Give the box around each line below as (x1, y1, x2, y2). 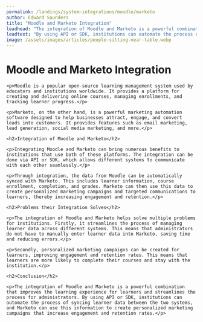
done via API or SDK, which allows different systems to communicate (6, 156, 185, 163)
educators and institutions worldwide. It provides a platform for (6, 88, 180, 94)
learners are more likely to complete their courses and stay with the (6, 257, 190, 263)
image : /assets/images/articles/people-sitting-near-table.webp (6, 37, 172, 43)
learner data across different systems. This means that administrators (6, 225, 193, 231)
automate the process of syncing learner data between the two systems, (6, 300, 193, 306)
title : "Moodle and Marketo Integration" (6, 20, 112, 26)
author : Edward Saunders (6, 14, 69, 21)
